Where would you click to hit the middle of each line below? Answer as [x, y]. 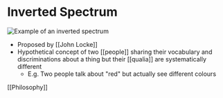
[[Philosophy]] [28, 87]
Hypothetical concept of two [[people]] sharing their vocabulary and [115, 52]
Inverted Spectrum [62, 12]
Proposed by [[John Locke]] [57, 44]
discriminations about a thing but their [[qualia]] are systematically [111, 59]
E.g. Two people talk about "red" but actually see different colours [122, 74]
